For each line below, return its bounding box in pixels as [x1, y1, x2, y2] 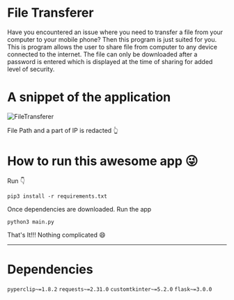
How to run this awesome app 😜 [7, 153, 198, 169]
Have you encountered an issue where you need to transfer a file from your [7, 28, 224, 36]
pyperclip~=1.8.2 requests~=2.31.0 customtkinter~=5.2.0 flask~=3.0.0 [7, 285, 212, 293]
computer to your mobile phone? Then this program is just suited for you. [7, 35, 217, 43]
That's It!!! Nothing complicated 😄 [7, 230, 106, 239]
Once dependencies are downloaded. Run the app [7, 205, 152, 213]
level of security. [7, 65, 55, 73]
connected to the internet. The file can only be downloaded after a [7, 50, 198, 58]
